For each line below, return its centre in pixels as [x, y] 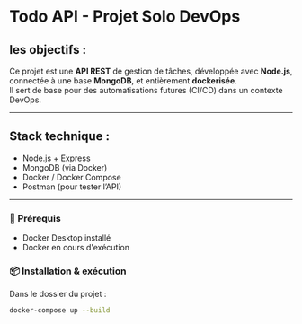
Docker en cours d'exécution [76, 248]
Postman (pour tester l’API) [72, 187]
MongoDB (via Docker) [65, 167]
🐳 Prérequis [35, 218]
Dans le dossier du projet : [58, 294]
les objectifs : [48, 50]
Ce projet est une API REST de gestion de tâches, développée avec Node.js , [151, 71]
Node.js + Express [57, 158]
